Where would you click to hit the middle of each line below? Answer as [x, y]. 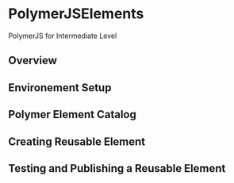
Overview [33, 61]
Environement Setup [60, 88]
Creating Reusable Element [77, 141]
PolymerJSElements [76, 14]
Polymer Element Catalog [72, 114]
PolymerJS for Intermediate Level [63, 36]
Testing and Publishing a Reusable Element [117, 168]
